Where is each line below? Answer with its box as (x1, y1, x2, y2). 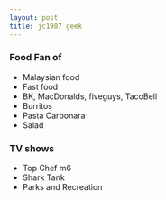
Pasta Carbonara (22, 110, 86, 121)
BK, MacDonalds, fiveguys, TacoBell (22, 91, 158, 102)
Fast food (22, 81, 59, 92)
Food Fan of (9, 51, 62, 64)
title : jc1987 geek (9, 22, 83, 31)
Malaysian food (22, 71, 80, 82)
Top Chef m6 (22, 163, 72, 174)
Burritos (22, 100, 52, 111)
